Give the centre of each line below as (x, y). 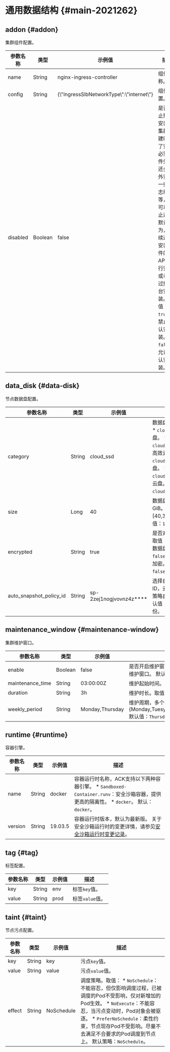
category (18, 456)
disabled (18, 237)
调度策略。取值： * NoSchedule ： (119, 981)
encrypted (20, 551)
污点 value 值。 (97, 971)
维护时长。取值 (146, 693)
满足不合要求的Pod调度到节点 (121, 1034)
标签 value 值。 (89, 899)
